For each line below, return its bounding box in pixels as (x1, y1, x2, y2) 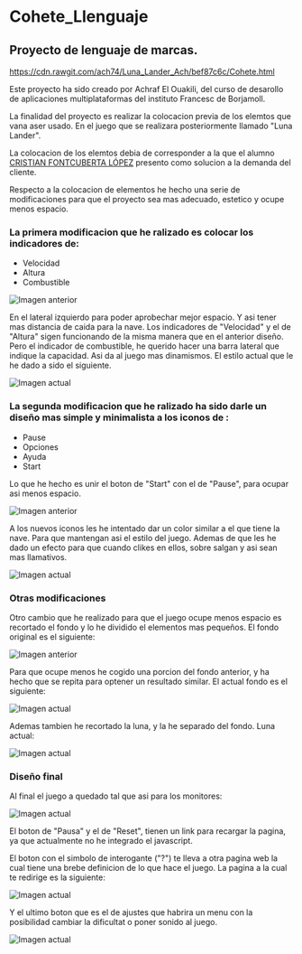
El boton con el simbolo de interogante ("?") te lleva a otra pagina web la (9, 853, 278, 864)
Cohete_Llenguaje (9, 6, 149, 27)
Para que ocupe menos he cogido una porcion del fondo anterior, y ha (9, 666, 270, 677)
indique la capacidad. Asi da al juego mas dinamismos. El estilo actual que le (9, 351, 294, 361)
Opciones (22, 441, 59, 453)
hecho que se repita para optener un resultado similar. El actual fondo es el (9, 676, 288, 687)
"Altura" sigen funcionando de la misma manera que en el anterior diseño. (9, 332, 284, 342)
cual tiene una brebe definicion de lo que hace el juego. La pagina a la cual (9, 863, 288, 874)
